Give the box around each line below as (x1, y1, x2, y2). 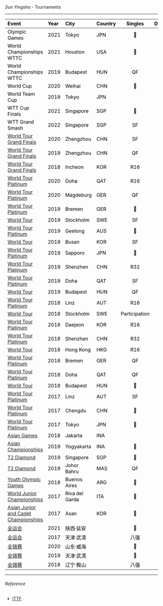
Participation (120, 310, 150, 317)
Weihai (65, 83, 81, 89)
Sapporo (65, 249, 85, 256)
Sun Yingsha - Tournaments (5, 4, 62, 10)
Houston (65, 49, 85, 55)
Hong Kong (65, 346, 91, 353)
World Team (7, 91, 35, 97)
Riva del (65, 490, 83, 496)
